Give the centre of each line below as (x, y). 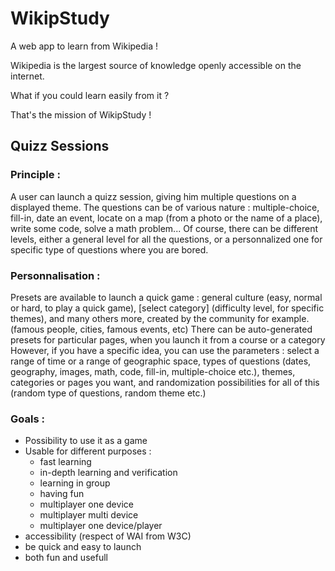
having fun (62, 494)
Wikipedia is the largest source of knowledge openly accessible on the (156, 65)
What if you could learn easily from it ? (90, 95)
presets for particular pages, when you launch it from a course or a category (168, 339)
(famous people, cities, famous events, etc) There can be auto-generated (161, 329)
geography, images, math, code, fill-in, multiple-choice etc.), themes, (153, 371)
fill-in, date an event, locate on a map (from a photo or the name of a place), (166, 218)
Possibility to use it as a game (86, 441)
